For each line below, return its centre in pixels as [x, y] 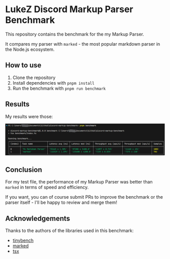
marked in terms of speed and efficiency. [47, 187]
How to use [23, 65]
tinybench [23, 240]
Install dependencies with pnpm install [53, 83]
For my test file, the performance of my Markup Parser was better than [79, 182]
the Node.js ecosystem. [30, 49]
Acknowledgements [38, 218]
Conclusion [24, 170]
